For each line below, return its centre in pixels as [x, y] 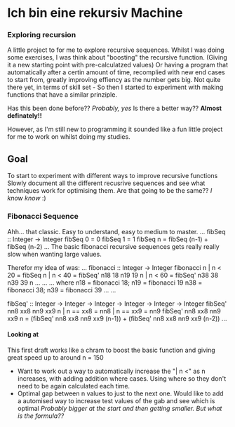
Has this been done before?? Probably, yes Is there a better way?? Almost [115, 108]
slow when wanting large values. [54, 254]
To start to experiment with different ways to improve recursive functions [113, 176]
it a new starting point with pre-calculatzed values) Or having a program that [117, 65]
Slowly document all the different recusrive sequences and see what [106, 183]
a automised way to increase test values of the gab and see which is [116, 400]
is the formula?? [41, 416]
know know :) [27, 198]
